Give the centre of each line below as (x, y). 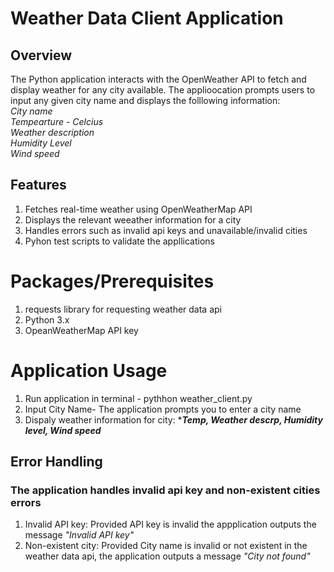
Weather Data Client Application (147, 18)
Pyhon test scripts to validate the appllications (119, 241)
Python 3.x (47, 319)
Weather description (52, 132)
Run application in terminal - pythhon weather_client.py (138, 398)
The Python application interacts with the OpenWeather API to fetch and (158, 79)
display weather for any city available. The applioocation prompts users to (163, 90)
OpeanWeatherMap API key (81, 330)
